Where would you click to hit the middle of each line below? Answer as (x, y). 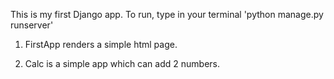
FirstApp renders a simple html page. (101, 44)
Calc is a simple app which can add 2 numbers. (122, 63)
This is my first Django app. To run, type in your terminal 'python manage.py (167, 14)
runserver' (32, 25)
